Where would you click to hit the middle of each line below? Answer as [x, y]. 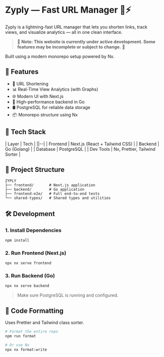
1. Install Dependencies [33, 230]
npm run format [21, 336]
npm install [17, 241]
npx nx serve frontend [28, 263]
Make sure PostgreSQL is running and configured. [68, 295]
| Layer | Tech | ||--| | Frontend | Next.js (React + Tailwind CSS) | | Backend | [82, 144]
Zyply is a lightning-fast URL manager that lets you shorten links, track [76, 27]
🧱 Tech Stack [26, 132]
